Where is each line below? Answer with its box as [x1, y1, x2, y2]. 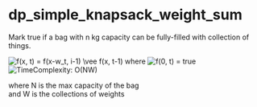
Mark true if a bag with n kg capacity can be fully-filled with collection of [8, 32, 250, 42]
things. [8, 40, 31, 50]
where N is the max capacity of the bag [8, 80, 139, 90]
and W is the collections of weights [8, 88, 125, 98]
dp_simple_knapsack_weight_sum [8, 6, 243, 24]
